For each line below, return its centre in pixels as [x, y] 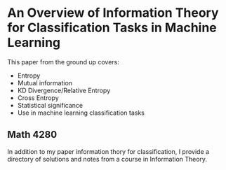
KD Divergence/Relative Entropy [64, 90]
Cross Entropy [38, 98]
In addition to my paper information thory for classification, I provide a [108, 151]
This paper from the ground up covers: [63, 62]
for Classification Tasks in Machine [112, 28]
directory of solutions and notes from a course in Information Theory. [107, 159]
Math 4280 [32, 135]
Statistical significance [50, 105]
